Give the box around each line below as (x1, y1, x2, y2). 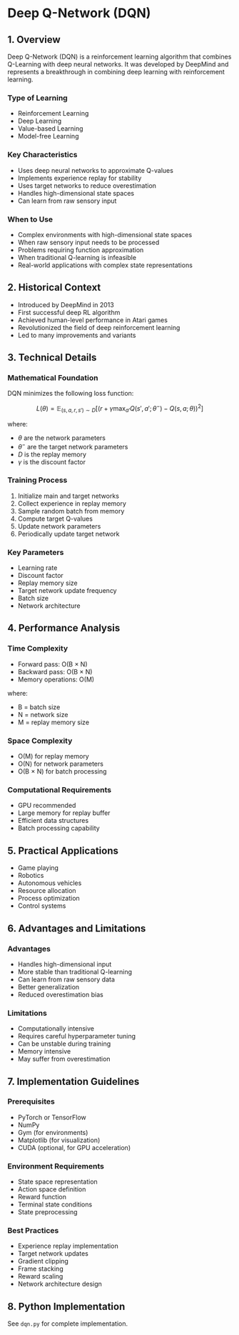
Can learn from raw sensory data (17, 975, 116, 984)
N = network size (17, 710, 68, 719)
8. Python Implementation (7, 1300, 126, 1312)
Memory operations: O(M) (17, 675, 95, 684)
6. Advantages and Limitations (7, 922, 146, 934)
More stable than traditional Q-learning (17, 967, 133, 976)
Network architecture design (17, 1280, 102, 1289)
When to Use (7, 214, 54, 224)
